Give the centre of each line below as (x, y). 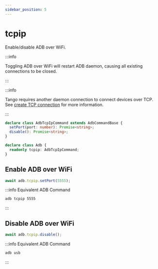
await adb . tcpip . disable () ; (34, 235)
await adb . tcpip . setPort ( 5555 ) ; (38, 180)
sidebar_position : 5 (26, 9)
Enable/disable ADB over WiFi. (35, 47)
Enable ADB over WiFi (39, 170)
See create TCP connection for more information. (54, 105)
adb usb (13, 253)
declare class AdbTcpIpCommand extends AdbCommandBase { (64, 123)
